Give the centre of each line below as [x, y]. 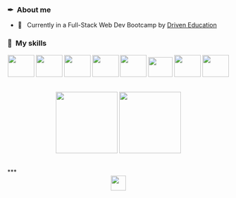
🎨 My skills [27, 44]
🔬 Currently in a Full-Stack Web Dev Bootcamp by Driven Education [117, 25]
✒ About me [29, 10]
